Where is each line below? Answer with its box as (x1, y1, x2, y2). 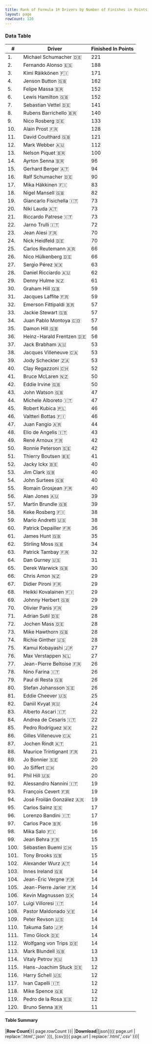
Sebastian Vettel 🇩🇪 (23, 101, 71, 108)
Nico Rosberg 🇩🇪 (23, 117, 65, 124)
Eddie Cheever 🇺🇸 (23, 692, 67, 699)
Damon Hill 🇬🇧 (23, 325, 59, 332)
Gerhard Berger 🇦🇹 (23, 165, 69, 172)
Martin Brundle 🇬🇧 (23, 501, 67, 508)
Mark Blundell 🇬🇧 (23, 948, 65, 955)
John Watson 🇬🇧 (23, 389, 64, 395)
